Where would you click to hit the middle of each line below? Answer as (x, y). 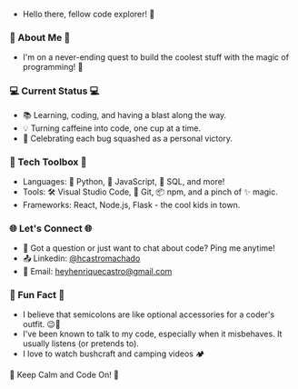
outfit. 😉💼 (41, 324)
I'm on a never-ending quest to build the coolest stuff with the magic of (155, 57)
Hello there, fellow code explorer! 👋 (89, 14)
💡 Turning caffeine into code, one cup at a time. (112, 128)
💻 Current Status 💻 (55, 91)
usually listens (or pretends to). (80, 344)
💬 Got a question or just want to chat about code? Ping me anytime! (149, 248)
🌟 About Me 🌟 (40, 37)
